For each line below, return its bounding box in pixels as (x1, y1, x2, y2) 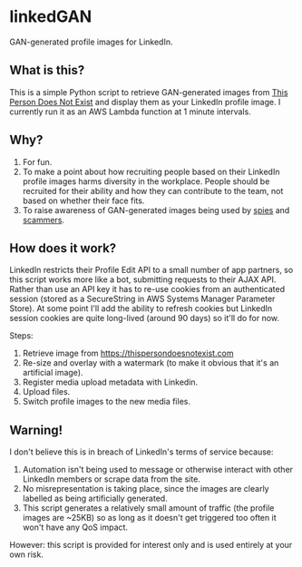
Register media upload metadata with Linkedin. (22, 376, 199, 387)
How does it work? (9, 240, 117, 256)
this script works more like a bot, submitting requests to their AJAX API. (9, 274, 277, 285)
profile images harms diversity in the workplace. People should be (22, 175, 270, 187)
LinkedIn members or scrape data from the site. (22, 474, 201, 484)
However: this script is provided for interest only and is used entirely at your (9, 540, 293, 551)
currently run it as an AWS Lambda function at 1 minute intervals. (9, 106, 251, 117)
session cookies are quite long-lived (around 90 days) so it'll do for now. (9, 313, 279, 324)
